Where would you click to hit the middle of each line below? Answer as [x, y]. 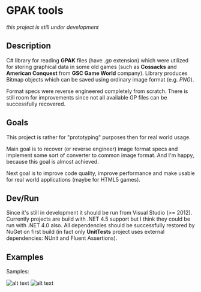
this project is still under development [52, 27]
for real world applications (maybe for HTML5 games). [73, 179]
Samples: [18, 272]
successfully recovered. [36, 104]
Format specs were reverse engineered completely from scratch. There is [97, 91]
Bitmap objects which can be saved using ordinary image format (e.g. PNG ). [100, 79]
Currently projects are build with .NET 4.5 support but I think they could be [98, 219]
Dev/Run [22, 198]
